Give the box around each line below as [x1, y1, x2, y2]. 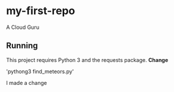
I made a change [6, 79, 48, 86]
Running [6, 41, 39, 51]
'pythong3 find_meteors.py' [6, 68, 74, 75]
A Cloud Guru [6, 24, 40, 31]
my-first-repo [6, 4, 75, 18]
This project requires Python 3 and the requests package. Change [6, 56, 169, 63]
